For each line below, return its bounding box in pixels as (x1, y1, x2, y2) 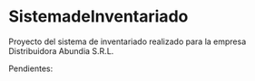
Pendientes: (8, 63, 54, 74)
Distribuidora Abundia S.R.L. (8, 45, 114, 56)
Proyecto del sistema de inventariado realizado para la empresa (8, 36, 247, 47)
